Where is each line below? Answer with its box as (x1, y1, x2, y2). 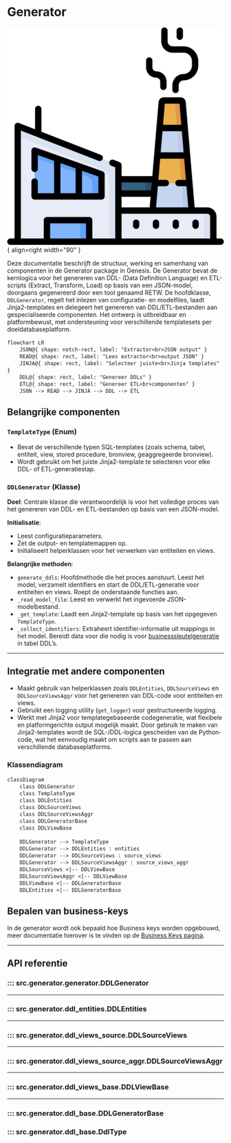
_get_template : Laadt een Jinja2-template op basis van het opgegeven (16, 609, 218, 618)
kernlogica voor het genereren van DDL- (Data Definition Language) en (7, 273, 208, 282)
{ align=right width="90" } (7, 246, 81, 254)
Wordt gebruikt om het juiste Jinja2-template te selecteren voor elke (16, 457, 211, 466)
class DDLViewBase (19, 825, 72, 832)
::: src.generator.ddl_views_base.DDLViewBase (7, 1082, 169, 1092)
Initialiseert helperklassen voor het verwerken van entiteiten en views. (16, 546, 215, 554)
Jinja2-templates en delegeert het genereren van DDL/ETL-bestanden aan (7, 303, 218, 311)
